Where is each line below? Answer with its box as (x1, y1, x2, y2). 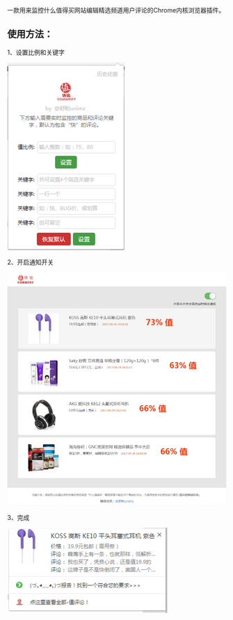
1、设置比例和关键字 (7, 48, 65, 56)
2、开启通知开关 (7, 258, 54, 266)
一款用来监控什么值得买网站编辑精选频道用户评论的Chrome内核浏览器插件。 (7, 6, 225, 14)
